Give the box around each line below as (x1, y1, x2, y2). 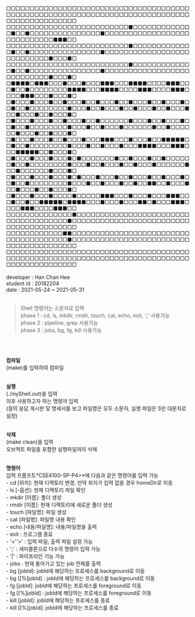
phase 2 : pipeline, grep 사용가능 (20, 319, 99, 326)
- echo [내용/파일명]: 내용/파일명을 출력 (6, 523, 97, 530)
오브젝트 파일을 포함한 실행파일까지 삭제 (6, 446, 97, 452)
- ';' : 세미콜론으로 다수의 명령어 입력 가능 (6, 545, 101, 552)
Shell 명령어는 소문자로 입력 (20, 305, 85, 311)
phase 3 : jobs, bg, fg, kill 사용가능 (20, 326, 102, 333)
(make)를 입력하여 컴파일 (6, 364, 64, 371)
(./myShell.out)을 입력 (6, 391, 58, 397)
